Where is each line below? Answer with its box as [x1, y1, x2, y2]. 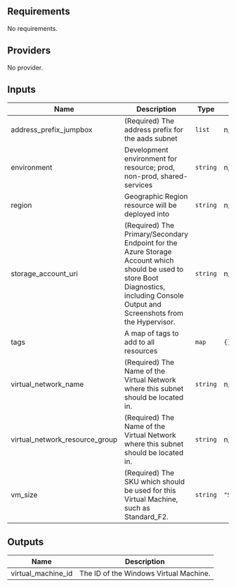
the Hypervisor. [124, 317, 176, 327]
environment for [124, 154, 178, 164]
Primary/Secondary [124, 230, 188, 239]
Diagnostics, [124, 282, 166, 292]
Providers [7, 45, 51, 57]
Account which [124, 256, 174, 265]
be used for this [124, 486, 176, 496]
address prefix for [124, 125, 184, 135]
